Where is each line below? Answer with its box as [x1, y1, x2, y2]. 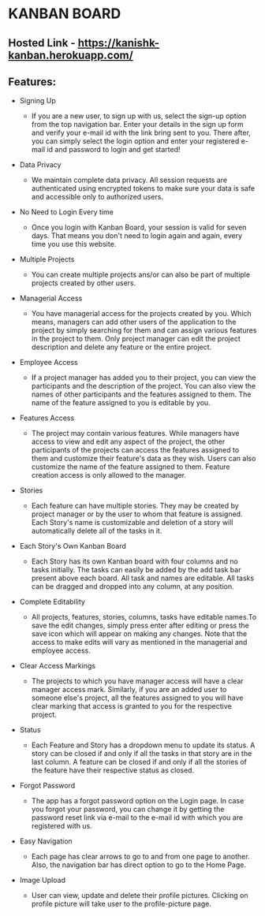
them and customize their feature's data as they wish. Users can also [31, 454, 256, 464]
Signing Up [19, 96, 57, 106]
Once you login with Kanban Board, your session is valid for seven [31, 222, 247, 233]
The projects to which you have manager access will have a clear [31, 676, 244, 686]
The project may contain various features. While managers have [31, 429, 240, 438]
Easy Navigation [19, 836, 73, 846]
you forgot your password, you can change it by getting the [31, 805, 225, 814]
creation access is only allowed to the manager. [31, 471, 187, 480]
